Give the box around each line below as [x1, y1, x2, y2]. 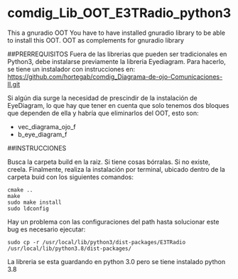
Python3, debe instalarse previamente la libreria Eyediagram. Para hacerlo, [7, 57, 226, 65]
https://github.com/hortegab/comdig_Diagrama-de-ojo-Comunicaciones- [7, 72, 223, 81]
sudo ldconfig [7, 204, 50, 212]
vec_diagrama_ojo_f [17, 122, 76, 131]
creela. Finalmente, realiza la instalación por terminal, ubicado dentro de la [7, 165, 225, 173]
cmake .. [7, 186, 33, 193]
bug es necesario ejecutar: [7, 225, 86, 234]
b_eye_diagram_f [17, 130, 67, 138]
